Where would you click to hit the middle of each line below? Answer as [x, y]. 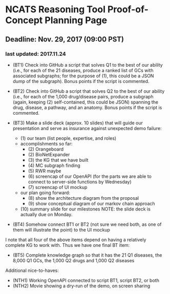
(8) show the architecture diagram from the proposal [83, 198]
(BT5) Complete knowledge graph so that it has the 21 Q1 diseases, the [87, 255]
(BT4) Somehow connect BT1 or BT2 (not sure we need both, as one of [87, 224]
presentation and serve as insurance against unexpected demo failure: [87, 128]
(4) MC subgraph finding [54, 165]
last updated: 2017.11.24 [36, 54]
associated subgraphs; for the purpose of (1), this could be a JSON [83, 76]
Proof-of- [128, 9]
